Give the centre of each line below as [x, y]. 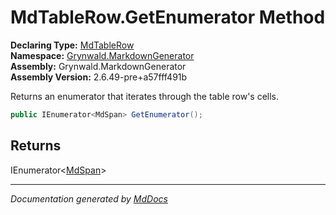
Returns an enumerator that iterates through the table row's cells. [145, 96]
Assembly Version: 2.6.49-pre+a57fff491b [99, 77]
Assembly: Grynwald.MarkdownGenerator [98, 66]
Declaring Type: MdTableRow [72, 45]
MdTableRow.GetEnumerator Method [168, 17]
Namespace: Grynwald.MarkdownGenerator [102, 55]
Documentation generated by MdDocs [89, 198]
